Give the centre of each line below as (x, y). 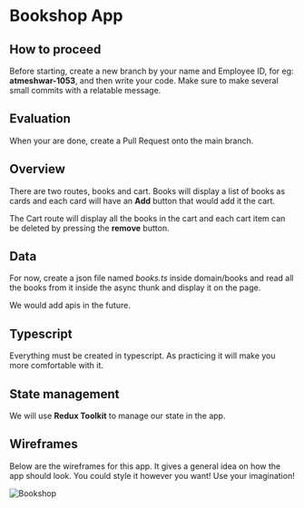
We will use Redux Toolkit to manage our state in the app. (118, 416)
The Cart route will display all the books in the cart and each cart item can (147, 218)
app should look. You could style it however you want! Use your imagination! (152, 475)
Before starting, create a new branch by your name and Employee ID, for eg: (152, 71)
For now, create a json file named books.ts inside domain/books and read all (152, 278)
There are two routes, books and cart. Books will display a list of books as (147, 190)
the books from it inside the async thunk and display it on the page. (135, 288)
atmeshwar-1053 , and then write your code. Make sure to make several (144, 81)
